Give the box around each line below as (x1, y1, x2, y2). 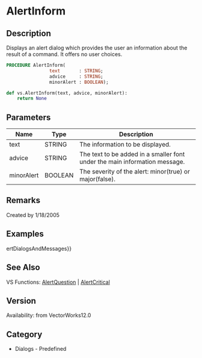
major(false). (79, 175, 116, 183)
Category (6, 329, 43, 339)
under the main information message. (79, 158, 185, 166)
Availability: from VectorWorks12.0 (6, 312, 91, 319)
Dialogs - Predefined (14, 345, 67, 353)
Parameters (6, 112, 51, 122)
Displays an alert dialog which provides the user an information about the (6, 44, 188, 51)
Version (6, 295, 36, 306)
